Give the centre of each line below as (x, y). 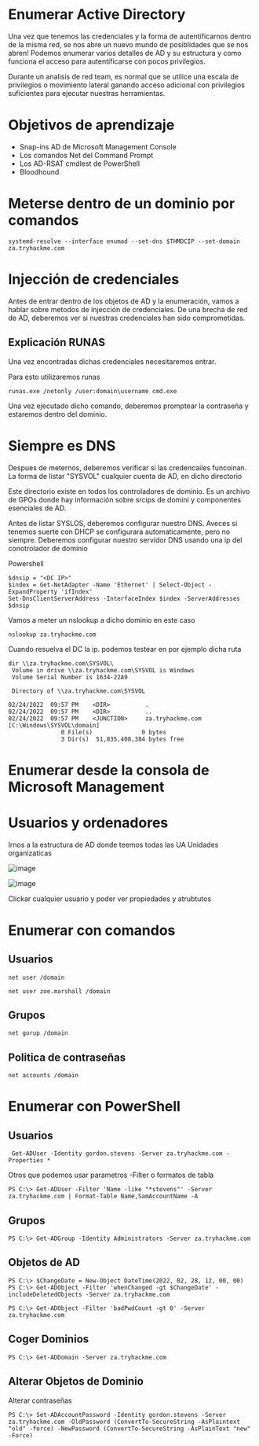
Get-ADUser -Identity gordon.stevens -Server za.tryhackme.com (117, 1153)
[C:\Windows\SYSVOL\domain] (54, 725)
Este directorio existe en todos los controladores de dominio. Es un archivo (129, 491)
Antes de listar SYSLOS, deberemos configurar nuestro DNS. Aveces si (123, 523)
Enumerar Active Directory (97, 15)
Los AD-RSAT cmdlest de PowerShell (79, 164)
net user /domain (36, 977)
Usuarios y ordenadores (88, 822)
